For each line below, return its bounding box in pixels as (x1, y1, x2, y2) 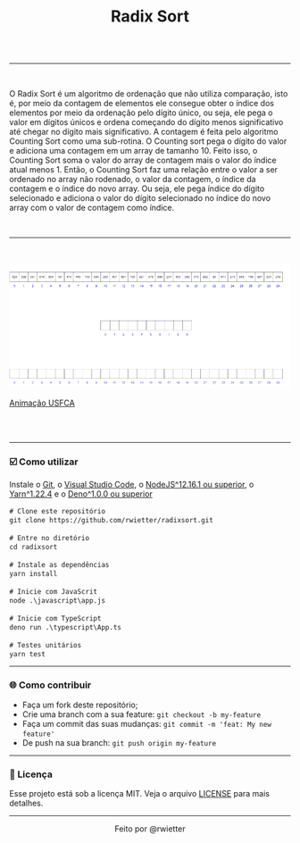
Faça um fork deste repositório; (21, 699, 138, 710)
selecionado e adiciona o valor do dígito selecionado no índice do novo (9, 192, 271, 203)
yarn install (9, 570, 58, 579)
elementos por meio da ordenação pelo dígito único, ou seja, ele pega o (9, 107, 273, 118)
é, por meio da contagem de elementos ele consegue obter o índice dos (9, 97, 275, 108)
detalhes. (9, 797, 44, 808)
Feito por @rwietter (114, 823, 186, 834)
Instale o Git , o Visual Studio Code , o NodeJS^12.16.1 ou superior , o (9, 480, 254, 490)
